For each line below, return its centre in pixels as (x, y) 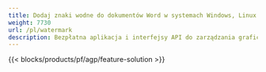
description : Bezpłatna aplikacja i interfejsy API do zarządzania (122, 37)
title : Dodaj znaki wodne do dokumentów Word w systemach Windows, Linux (133, 15)
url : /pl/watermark (40, 30)
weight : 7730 (30, 23)
